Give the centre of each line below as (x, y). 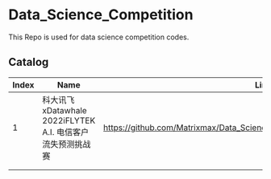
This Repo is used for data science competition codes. (99, 37)
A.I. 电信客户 (66, 132)
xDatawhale (65, 110)
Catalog (29, 62)
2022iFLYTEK (69, 120)
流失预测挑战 (67, 144)
